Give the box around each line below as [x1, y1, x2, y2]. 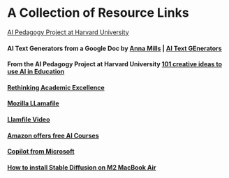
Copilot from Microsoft [7, 147, 75, 156]
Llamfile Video [7, 115, 50, 124]
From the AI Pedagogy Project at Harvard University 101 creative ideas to [7, 60, 222, 68]
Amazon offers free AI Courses [7, 131, 99, 140]
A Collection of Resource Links [7, 5, 190, 21]
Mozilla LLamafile [7, 99, 59, 107]
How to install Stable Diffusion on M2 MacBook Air [7, 163, 156, 172]
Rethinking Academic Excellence [7, 83, 105, 91]
